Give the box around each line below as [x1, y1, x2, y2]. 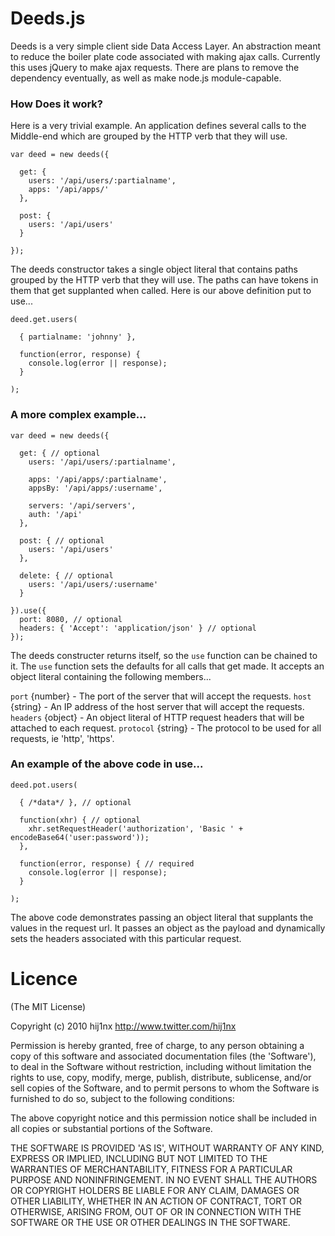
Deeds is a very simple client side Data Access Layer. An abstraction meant [10, 40, 322, 52]
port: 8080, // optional [19, 614, 123, 624]
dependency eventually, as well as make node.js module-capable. [10, 72, 282, 84]
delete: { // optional [19, 570, 114, 581]
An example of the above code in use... [10, 757, 204, 771]
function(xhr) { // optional [19, 815, 141, 825]
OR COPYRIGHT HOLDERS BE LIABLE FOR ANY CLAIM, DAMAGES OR [10, 1184, 300, 1196]
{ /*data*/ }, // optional [19, 797, 132, 807]
